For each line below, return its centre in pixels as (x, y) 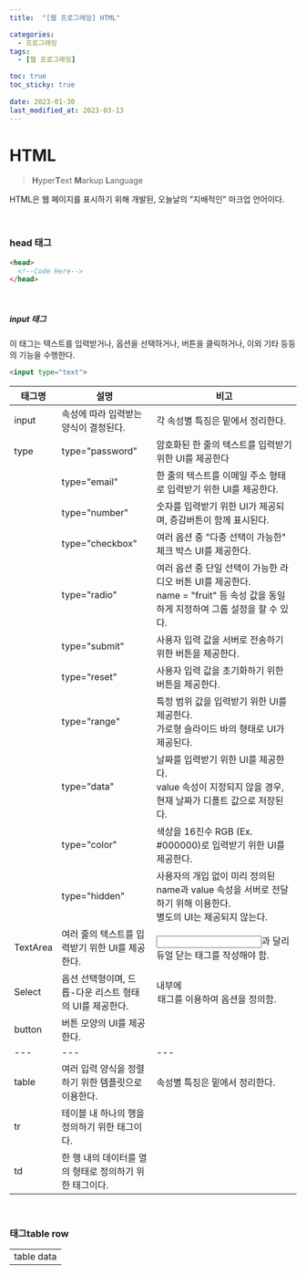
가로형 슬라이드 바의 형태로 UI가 (220, 729)
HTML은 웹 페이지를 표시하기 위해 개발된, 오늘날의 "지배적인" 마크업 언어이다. (147, 199)
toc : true (28, 77)
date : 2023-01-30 (42, 101)
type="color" (89, 845)
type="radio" (89, 595)
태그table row (40, 1234)
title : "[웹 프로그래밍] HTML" (65, 18)
